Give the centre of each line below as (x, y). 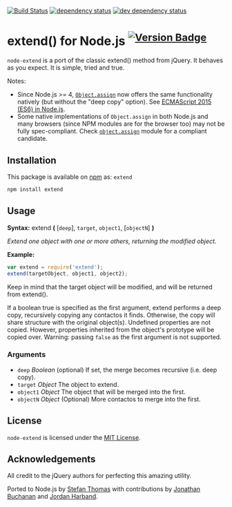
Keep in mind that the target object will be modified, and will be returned (110, 287)
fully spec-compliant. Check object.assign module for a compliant (112, 131)
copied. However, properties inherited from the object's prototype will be (111, 329)
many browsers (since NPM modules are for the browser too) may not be (121, 124)
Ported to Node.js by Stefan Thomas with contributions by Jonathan (104, 489)
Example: (21, 254)
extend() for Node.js (66, 41)
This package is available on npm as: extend (70, 177)
